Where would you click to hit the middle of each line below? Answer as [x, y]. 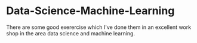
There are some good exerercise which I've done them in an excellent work [99, 27]
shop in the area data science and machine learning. [71, 33]
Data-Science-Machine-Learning [90, 11]
